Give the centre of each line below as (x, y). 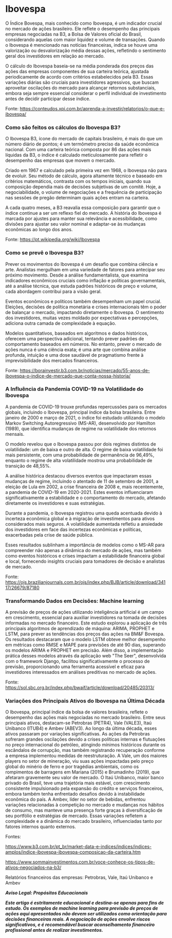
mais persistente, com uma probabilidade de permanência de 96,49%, (80, 455)
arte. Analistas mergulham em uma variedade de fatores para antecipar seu (85, 269)
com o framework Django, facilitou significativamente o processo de (78, 661)
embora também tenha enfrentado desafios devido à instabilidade (75, 794)
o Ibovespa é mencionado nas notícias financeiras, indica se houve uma (81, 45)
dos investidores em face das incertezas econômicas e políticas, (74, 529)
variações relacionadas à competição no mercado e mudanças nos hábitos (85, 805)
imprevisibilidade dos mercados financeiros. (52, 360)
